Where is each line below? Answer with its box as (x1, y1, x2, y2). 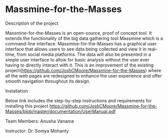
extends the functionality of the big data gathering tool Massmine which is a (5, 35, 163, 41)
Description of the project (5, 20, 59, 26)
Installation (5, 88, 28, 94)
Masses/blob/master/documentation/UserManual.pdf (5, 108, 116, 114)
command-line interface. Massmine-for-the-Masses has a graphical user (5, 40, 157, 46)
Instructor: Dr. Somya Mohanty (5, 127, 69, 134)
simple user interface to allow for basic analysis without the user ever (5, 56, 150, 62)
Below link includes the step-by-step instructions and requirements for (5, 97, 152, 104)
